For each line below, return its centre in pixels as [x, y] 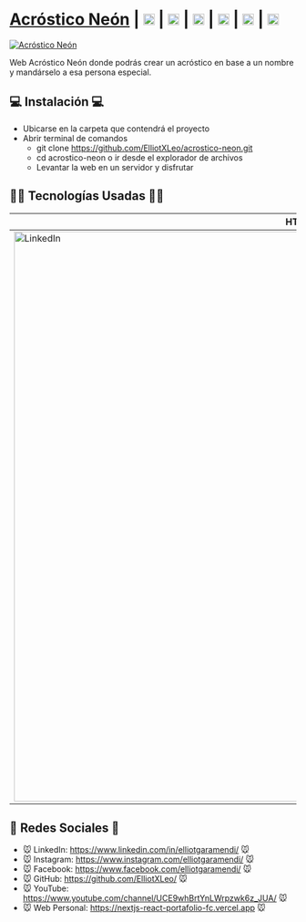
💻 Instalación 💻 [57, 102]
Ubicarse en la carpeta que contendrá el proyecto [116, 129]
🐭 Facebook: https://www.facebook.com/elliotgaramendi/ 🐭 [137, 869]
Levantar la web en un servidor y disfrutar [115, 167]
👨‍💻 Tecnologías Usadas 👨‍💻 [87, 196]
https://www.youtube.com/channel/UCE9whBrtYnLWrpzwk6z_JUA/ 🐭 [155, 898]
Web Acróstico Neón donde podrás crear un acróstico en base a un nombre [152, 62]
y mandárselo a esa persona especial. [81, 72]
